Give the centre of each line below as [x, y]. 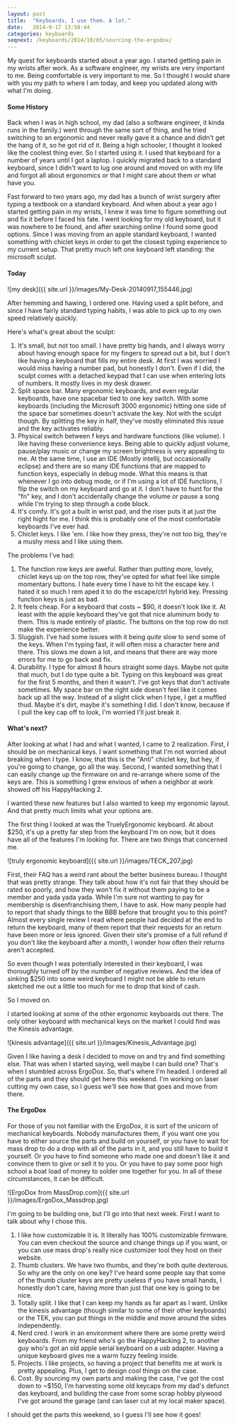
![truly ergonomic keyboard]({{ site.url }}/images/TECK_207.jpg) [100, 861]
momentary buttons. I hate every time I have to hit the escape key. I [116, 584]
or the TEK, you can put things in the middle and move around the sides [122, 1317]
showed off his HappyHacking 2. [55, 789]
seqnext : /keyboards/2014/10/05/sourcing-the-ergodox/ [90, 40]
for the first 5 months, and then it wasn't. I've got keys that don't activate [123, 682]
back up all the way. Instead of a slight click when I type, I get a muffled [122, 697]
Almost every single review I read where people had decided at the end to [115, 919]
